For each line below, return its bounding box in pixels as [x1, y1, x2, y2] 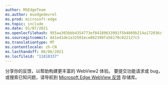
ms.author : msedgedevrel [5, 12, 57, 17]
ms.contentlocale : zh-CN [5, 44, 57, 49]
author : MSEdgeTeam [5, 7, 46, 12]
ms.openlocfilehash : [5, 30, 48, 35]
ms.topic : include [5, 21, 43, 26]
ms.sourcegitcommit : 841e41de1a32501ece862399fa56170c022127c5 [5, 35, 140, 40]
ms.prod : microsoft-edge [5, 16, 57, 21]
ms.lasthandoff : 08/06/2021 [5, 49, 64, 54]
